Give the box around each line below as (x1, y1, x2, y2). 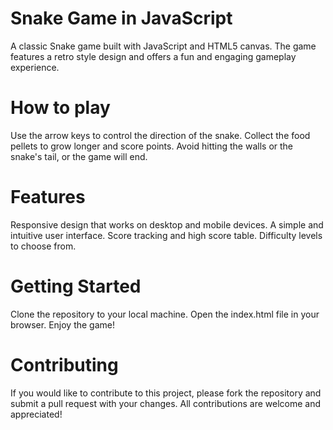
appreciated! (10, 408, 63, 420)
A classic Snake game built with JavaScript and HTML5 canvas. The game (10, 40, 317, 52)
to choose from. (10, 240, 77, 252)
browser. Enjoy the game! (10, 318, 115, 331)
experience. (10, 61, 60, 73)
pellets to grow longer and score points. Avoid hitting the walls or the (10, 140, 294, 152)
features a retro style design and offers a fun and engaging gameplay (10, 50, 297, 62)
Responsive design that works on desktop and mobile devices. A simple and (10, 218, 324, 231)
